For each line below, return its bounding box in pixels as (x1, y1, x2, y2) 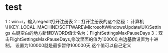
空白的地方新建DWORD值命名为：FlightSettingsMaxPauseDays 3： (20, 30, 159, 36)
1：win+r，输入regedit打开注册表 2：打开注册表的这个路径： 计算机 (5, 18, 144, 24)
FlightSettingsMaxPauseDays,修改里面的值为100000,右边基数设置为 (9, 36, 149, 42)
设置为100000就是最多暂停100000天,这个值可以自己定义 (15, 42, 131, 48)
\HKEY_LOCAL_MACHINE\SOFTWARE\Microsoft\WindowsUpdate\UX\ (5, 24, 149, 30)
